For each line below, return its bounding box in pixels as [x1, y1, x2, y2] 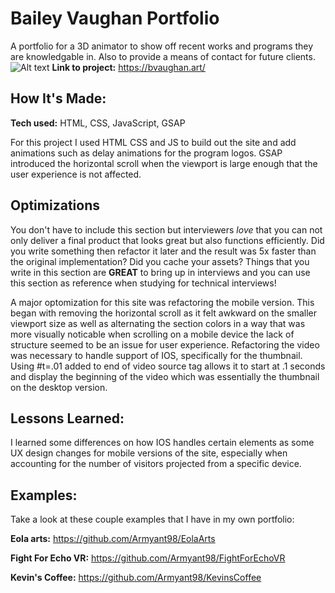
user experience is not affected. [10, 168, 142, 180]
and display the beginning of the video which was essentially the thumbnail [10, 370, 320, 382]
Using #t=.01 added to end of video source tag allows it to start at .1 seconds [10, 360, 326, 372]
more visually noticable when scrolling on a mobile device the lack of [10, 328, 295, 340]
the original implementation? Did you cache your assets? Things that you [10, 255, 310, 267]
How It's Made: [10, 90, 107, 107]
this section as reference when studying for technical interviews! [10, 277, 277, 289]
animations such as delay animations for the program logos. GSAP [10, 147, 283, 159]
